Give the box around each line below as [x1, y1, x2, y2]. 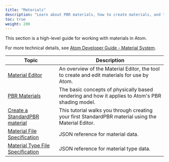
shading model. [59, 99, 96, 106]
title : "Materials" [5, 7, 46, 13]
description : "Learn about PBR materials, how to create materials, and [5, 12, 161, 17]
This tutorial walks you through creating [59, 107, 153, 114]
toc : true [5, 17, 26, 22]
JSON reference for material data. [59, 131, 139, 138]
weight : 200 [5, 21, 30, 27]
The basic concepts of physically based [59, 86, 153, 93]
